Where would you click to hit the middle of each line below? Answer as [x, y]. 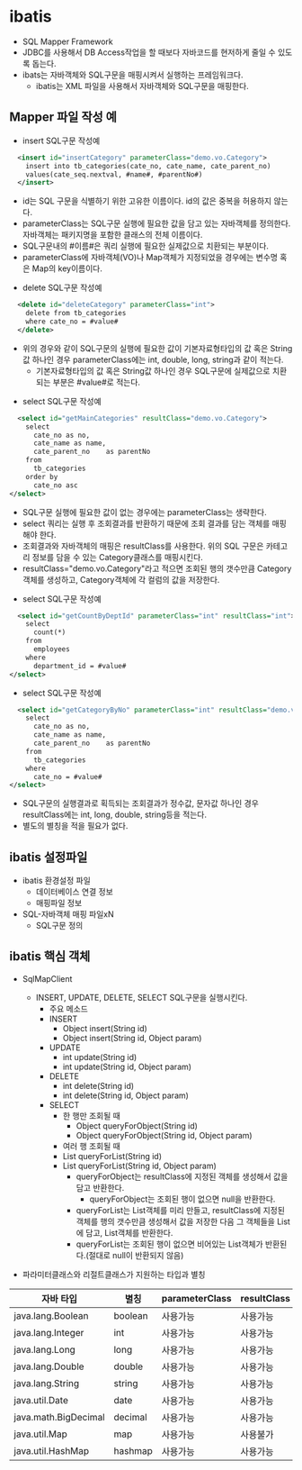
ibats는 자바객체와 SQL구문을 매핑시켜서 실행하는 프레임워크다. [133, 75]
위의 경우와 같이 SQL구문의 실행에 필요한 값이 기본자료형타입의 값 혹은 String [157, 348]
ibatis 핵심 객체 [50, 957]
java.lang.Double [49, 1366]
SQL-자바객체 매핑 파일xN [68, 914]
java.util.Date [41, 1400]
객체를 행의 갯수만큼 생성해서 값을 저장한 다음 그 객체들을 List [183, 1221]
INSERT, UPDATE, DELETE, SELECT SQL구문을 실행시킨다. [142, 997]
